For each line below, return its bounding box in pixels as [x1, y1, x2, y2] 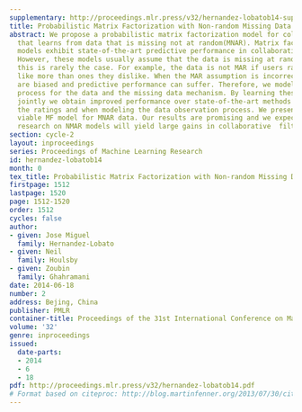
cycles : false [9, 213, 63, 223]
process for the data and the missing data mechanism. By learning [17, 88, 276, 97]
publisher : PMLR [9, 306, 70, 315]
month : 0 [9, 164, 42, 173]
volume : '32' [9, 323, 58, 332]
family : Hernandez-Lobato [17, 239, 115, 248]
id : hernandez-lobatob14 [9, 155, 102, 165]
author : [9, 222, 39, 231]
